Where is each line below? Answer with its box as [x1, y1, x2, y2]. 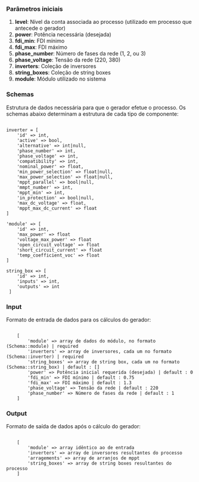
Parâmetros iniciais [6, 5, 64, 13]
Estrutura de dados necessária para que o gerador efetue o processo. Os [6, 104, 186, 111]
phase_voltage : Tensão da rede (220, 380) [14, 56, 121, 64]
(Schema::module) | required [6, 343, 79, 349]
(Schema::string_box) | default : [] [6, 364, 100, 370]
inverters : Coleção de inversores [14, 63, 97, 70]
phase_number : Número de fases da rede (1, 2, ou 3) [14, 50, 146, 57]
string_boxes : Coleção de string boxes [14, 69, 111, 76]
